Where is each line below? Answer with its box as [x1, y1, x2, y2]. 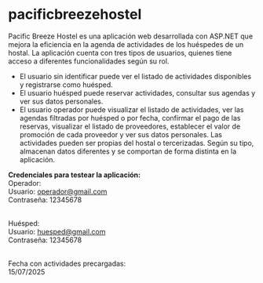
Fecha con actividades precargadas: [8, 259, 126, 268]
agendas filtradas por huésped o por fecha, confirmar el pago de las [19, 113, 241, 122]
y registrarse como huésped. [19, 80, 114, 89]
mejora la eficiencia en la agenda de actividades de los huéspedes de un [8, 39, 244, 49]
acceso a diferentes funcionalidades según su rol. [8, 56, 170, 66]
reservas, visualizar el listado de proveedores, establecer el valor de [19, 122, 241, 131]
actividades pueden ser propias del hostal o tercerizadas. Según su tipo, [19, 138, 254, 147]
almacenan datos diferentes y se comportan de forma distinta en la [19, 147, 237, 156]
